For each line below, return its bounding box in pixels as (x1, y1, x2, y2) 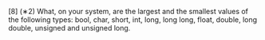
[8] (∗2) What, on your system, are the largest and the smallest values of (8, 7, 249, 16)
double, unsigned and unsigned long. (8, 24, 131, 32)
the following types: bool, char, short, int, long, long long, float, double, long (8, 15, 258, 24)
